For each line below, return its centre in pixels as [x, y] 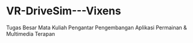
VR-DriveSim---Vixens [64, 11]
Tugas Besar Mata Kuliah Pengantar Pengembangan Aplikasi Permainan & [97, 27]
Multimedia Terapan [31, 33]
